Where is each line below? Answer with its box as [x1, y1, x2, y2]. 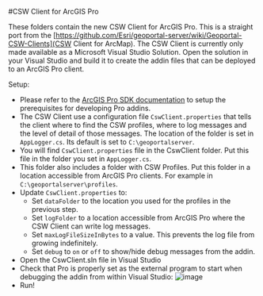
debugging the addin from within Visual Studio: [19, 272, 173, 281]
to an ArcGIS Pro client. [8, 64, 85, 74]
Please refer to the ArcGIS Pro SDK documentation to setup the [19, 95, 227, 104]
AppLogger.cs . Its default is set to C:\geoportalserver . [19, 137, 195, 146]
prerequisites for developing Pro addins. [19, 103, 151, 113]
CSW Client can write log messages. [31, 221, 151, 231]
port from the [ [8, 31, 56, 40]
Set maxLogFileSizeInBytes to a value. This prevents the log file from [31, 230, 255, 239]
